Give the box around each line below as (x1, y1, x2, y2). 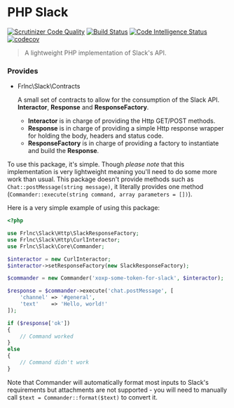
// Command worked (20, 333, 74, 340)
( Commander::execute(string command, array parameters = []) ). (7, 190, 193, 199)
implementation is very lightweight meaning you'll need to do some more (7, 168, 217, 176)
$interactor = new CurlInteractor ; (7, 256, 111, 263)
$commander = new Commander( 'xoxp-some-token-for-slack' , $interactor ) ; (7, 275, 224, 282)
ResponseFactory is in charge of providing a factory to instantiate (27, 139, 219, 147)
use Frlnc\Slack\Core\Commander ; (7, 243, 105, 250)
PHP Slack (7, 4, 69, 20)
